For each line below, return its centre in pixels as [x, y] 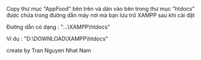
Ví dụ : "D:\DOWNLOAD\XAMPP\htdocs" [57, 38]
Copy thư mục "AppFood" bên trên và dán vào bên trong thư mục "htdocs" [100, 9]
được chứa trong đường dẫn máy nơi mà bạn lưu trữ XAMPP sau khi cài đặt [100, 15]
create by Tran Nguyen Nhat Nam [49, 50]
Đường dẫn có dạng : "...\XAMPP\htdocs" [58, 27]
